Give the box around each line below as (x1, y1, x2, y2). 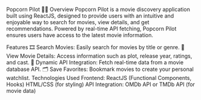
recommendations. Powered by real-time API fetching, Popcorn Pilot (6, 25, 177, 32)
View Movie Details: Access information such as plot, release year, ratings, (6, 52, 193, 59)
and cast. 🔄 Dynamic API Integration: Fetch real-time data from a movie (6, 59, 183, 66)
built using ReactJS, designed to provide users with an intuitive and (6, 12, 174, 19)
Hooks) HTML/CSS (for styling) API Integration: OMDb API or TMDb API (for (6, 81, 196, 88)
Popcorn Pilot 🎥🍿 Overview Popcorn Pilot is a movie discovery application (6, 6, 191, 13)
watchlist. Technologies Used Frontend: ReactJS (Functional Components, (6, 75, 192, 81)
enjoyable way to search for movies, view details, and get (6, 19, 150, 25)
